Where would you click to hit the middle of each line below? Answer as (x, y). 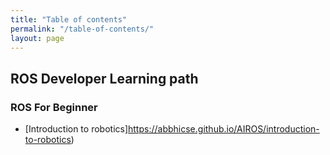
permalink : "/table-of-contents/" (82, 29)
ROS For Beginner (54, 107)
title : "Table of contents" (69, 19)
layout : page (37, 38)
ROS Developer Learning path (104, 78)
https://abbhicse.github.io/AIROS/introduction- (224, 129)
